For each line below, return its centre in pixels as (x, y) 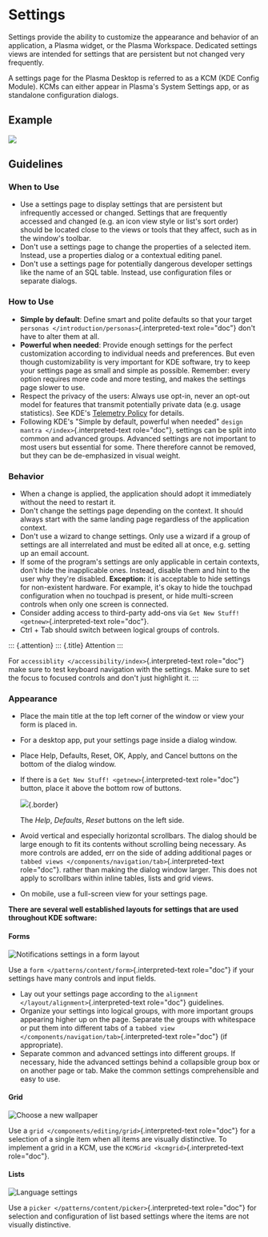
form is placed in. (48, 725)
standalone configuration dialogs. (64, 95)
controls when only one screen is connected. (94, 604)
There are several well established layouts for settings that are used (123, 909)
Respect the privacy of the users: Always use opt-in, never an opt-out (135, 396)
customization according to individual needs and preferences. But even (137, 353)
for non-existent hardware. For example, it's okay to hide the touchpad (136, 587)
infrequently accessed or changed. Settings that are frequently (124, 213)
